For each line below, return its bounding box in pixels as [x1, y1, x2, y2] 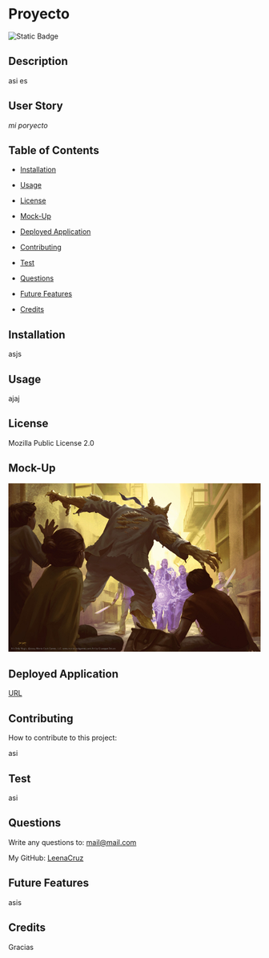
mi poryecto [8, 120, 48, 130]
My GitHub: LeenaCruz [8, 853, 84, 863]
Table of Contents [8, 143, 100, 157]
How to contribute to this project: [8, 733, 118, 742]
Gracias [8, 942, 34, 952]
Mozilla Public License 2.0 [8, 438, 94, 447]
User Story [8, 99, 63, 113]
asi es [8, 75, 28, 85]
